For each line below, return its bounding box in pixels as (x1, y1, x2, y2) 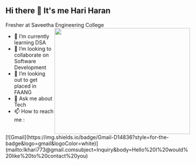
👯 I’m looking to (13, 45, 52, 52)
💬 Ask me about (13, 95, 53, 102)
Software (13, 57, 36, 64)
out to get (13, 76, 38, 83)
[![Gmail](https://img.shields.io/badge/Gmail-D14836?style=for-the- (5, 133, 169, 140)
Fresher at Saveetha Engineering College (5, 21, 104, 28)
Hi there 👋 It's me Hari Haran (5, 6, 111, 16)
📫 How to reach (13, 108, 54, 115)
